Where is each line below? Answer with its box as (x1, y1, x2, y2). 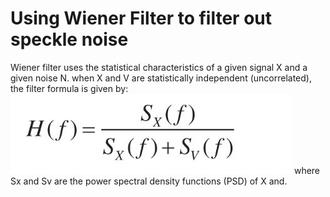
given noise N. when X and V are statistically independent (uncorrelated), (10, 72, 312, 84)
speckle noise (10, 28, 129, 51)
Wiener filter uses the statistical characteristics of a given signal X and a (10, 61, 308, 73)
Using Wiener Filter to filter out (10, 7, 272, 30)
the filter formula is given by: (10, 82, 129, 94)
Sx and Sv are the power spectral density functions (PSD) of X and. (10, 175, 288, 187)
